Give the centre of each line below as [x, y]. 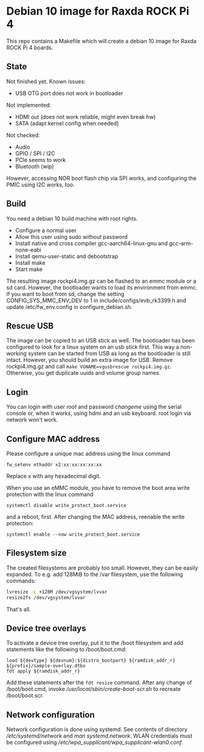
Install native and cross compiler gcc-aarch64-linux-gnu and [91, 243]
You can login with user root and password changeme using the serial [94, 407]
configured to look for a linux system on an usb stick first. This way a [93, 347]
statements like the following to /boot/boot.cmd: [66, 650]
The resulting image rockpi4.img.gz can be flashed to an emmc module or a [101, 281]
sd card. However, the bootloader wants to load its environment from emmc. [102, 287]
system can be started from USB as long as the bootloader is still [109, 353]
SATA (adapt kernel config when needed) [67, 123]
